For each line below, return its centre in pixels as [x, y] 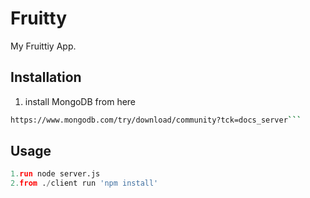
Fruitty [38, 18]
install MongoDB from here [80, 101]
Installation [46, 77]
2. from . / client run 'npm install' [84, 183]
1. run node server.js [55, 174]
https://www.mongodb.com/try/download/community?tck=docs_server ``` [156, 120]
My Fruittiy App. [43, 46]
